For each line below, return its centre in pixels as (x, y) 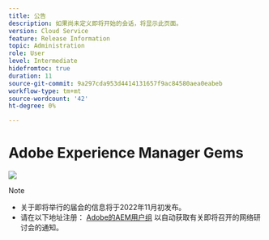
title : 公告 (27, 16)
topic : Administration (47, 46)
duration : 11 (30, 76)
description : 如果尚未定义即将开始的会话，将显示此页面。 (95, 23)
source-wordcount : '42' (49, 99)
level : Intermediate (43, 61)
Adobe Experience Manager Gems (126, 153)
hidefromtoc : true (39, 69)
